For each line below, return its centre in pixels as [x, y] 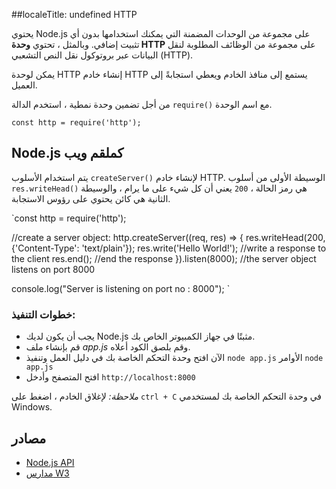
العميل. [24, 85]
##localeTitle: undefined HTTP [74, 14]
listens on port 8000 [53, 269]
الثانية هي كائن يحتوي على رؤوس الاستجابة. [91, 198]
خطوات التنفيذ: [43, 314]
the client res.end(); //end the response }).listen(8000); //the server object [164, 258]
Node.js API [50, 462]
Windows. [32, 407]
